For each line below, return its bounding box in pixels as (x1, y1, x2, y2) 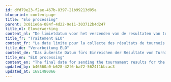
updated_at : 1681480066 (5, 69, 56, 74)
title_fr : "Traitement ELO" (5, 36, 65, 41)
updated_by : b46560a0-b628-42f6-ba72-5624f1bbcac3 (5, 64, 115, 69)
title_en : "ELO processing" (5, 54, 65, 60)
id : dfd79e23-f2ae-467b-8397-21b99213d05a (5, 7, 97, 13)
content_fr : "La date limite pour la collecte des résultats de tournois (5, 41, 165, 46)
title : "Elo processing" (5, 17, 58, 22)
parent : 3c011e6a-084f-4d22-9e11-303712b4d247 (5, 21, 106, 27)
